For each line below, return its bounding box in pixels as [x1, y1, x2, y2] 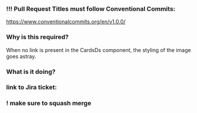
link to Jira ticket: [6, 83, 58, 92]
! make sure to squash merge [6, 99, 91, 108]
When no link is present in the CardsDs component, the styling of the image [6, 46, 191, 53]
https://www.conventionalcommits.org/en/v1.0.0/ [6, 18, 126, 25]
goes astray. [6, 53, 37, 60]
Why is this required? [6, 33, 69, 41]
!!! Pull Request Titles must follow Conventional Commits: [6, 5, 176, 13]
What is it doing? [6, 67, 56, 76]
